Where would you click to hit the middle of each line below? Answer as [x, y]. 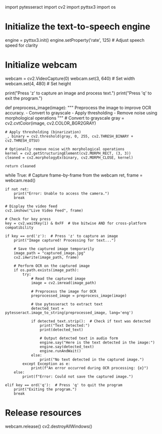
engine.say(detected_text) [67, 347]
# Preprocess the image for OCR [64, 291]
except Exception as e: [46, 364]
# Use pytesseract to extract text [67, 304]
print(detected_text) [61, 330]
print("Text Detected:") [65, 325]
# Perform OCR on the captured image [52, 266]
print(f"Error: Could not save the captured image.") [78, 377]
